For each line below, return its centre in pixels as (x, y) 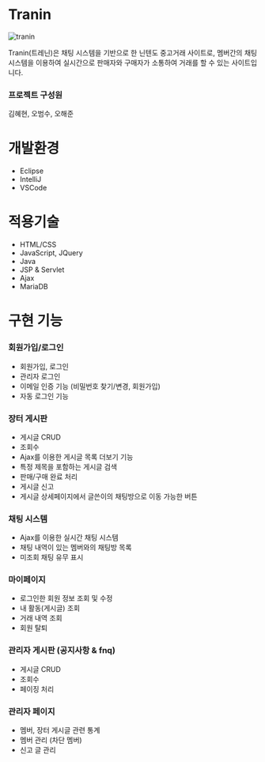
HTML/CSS (38, 245)
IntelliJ (30, 179)
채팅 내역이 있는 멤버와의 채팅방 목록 (76, 548)
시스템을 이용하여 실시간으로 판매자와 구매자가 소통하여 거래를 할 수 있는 (119, 62)
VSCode (33, 188)
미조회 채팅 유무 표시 (51, 557)
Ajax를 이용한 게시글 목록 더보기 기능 (76, 457)
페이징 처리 (37, 688)
